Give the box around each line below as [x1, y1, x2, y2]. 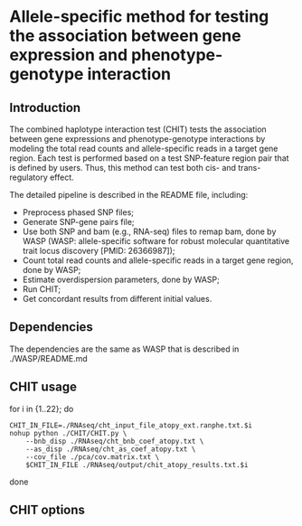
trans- [238, 163, 261, 173]
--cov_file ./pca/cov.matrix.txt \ [25, 452, 160, 462]
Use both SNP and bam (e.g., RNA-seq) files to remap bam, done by [22, 226, 277, 237]
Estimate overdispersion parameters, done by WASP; [22, 274, 220, 285]
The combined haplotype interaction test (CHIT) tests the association [9, 124, 267, 135]
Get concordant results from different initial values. [22, 294, 212, 304]
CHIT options [9, 503, 86, 518]
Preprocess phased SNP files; [22, 207, 134, 218]
